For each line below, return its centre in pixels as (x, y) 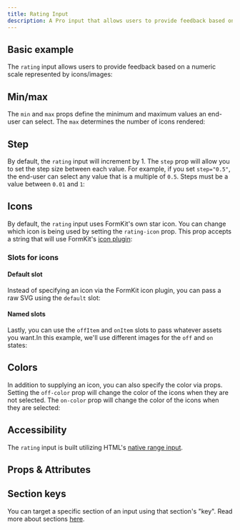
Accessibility (37, 430)
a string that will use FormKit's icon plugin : (70, 239)
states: (17, 345)
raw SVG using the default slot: (54, 298)
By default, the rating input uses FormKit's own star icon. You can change (117, 224)
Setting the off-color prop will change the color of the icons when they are (118, 392)
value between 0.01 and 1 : (46, 184)
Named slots (27, 314)
